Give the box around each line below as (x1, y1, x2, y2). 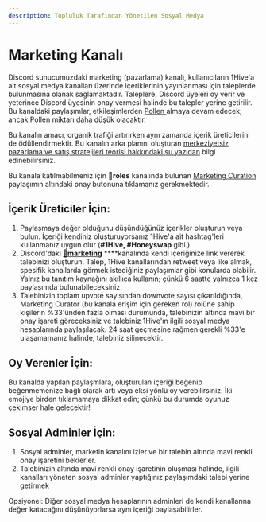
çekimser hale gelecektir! (8, 403, 91, 412)
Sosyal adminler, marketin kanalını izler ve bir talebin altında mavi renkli (19, 447, 253, 456)
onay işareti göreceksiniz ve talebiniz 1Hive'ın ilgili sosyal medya (19, 316, 230, 326)
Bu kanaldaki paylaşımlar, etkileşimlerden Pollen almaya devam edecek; (8, 106, 242, 115)
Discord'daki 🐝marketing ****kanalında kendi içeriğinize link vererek (19, 248, 245, 259)
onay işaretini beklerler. (19, 455, 97, 465)
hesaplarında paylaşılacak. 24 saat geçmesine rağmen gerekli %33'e (19, 325, 246, 334)
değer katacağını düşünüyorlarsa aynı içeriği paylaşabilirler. (8, 504, 202, 514)
